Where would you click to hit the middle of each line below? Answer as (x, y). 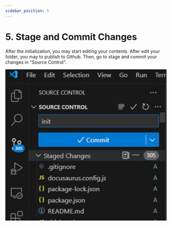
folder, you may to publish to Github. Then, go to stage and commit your (81, 56)
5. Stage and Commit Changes (71, 37)
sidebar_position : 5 (27, 11)
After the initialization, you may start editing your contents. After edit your (83, 51)
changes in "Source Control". (36, 62)
